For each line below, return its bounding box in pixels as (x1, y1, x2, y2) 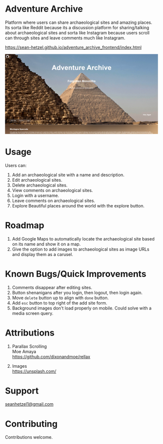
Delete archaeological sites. (12, 182, 68, 188)
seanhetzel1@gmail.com (5, 401, 54, 407)
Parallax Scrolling (12, 343, 47, 349)
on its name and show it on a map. (12, 241, 81, 247)
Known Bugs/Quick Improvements (5, 268, 147, 279)
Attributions (5, 327, 55, 338)
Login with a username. (12, 192, 59, 198)
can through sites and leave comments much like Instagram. (5, 35, 126, 41)
